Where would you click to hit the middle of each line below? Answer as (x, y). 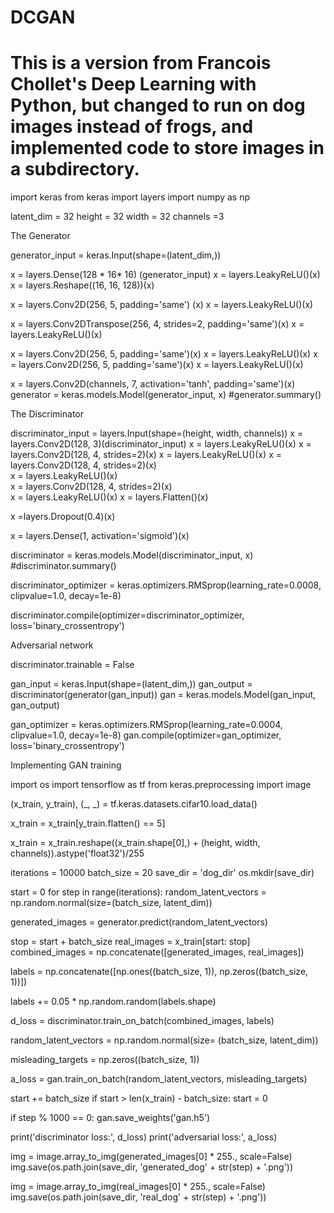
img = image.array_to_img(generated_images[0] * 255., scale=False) (151, 1157)
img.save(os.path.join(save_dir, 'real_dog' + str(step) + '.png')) (138, 1197)
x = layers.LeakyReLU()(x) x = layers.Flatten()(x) (109, 497)
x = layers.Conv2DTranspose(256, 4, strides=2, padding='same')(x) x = (157, 324)
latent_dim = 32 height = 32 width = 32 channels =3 (117, 217)
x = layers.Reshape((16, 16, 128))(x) (82, 285)
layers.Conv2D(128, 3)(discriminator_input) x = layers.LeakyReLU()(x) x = (161, 444)
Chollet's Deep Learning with (133, 84)
